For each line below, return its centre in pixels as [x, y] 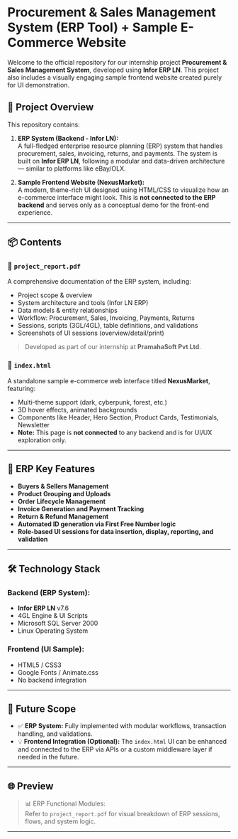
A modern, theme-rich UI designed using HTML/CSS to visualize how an [123, 190]
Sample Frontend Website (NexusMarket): [81, 182]
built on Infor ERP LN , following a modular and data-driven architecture [121, 161]
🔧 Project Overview [51, 107]
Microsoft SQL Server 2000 [58, 624]
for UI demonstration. [38, 85]
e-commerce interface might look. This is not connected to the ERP [117, 197]
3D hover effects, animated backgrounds [77, 410]
